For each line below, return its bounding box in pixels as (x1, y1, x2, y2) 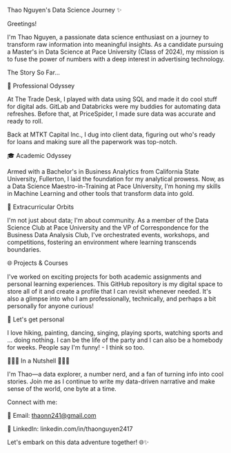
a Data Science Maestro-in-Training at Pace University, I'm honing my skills (7, 182, 221, 190)
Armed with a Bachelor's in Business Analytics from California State (7, 168, 200, 175)
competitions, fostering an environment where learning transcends (7, 238, 197, 246)
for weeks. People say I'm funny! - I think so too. (7, 343, 145, 351)
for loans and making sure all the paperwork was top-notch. (7, 138, 178, 145)
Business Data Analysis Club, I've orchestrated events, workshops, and (7, 231, 210, 239)
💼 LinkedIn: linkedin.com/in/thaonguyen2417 (7, 425, 133, 433)
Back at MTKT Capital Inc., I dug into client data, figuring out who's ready (7, 130, 216, 139)
